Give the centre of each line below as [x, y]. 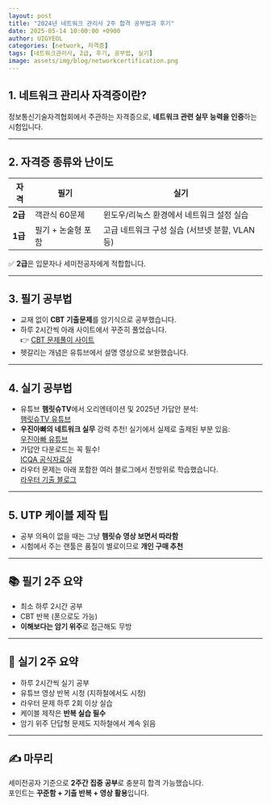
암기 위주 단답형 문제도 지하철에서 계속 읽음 [88, 723]
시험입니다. [26, 127]
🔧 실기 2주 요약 [44, 662]
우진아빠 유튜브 [44, 439]
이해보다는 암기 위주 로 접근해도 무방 [76, 626]
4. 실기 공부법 [40, 388]
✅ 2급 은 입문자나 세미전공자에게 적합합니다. [77, 263]
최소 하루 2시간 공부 [51, 606]
